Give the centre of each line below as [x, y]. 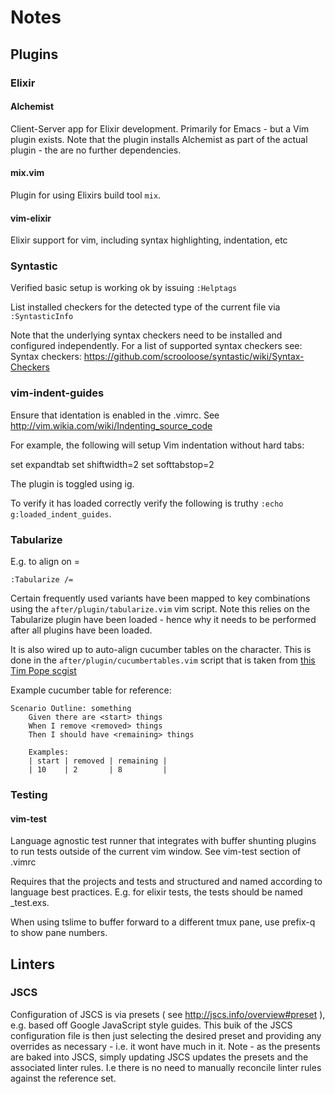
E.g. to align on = [45, 561]
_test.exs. [30, 903]
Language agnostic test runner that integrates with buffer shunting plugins [163, 841]
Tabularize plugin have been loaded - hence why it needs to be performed [163, 619]
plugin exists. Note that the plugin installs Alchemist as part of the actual [159, 139]
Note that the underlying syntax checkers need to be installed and [146, 335]
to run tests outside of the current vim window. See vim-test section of [156, 852]
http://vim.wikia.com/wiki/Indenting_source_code [111, 425]
